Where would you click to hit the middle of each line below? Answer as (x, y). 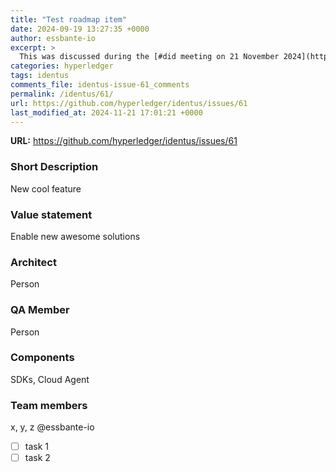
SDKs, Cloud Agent (50, 379)
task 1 (36, 447)
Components (42, 358)
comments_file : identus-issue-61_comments (100, 85)
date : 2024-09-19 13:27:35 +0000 (80, 29)
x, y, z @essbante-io (52, 427)
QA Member (40, 310)
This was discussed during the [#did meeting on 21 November (149, 57)
